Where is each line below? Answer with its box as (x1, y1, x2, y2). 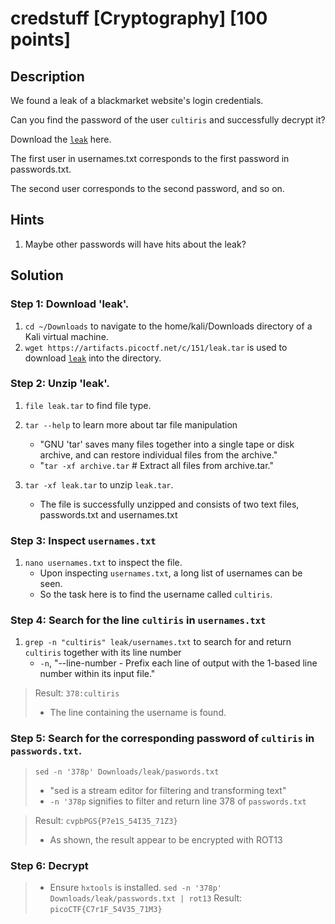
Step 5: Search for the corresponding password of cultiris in (10, 732, 315, 746)
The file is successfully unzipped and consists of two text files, (39, 498, 300, 510)
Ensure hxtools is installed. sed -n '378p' (49, 881, 222, 893)
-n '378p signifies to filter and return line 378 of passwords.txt (49, 795, 307, 807)
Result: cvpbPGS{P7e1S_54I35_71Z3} (34, 814, 178, 826)
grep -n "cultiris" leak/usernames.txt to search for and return (24, 636, 292, 648)
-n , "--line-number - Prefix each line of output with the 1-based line (39, 657, 318, 669)
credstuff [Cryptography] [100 (10, 7, 268, 30)
